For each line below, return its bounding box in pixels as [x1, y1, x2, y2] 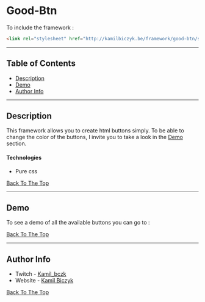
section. [6, 140, 27, 147]
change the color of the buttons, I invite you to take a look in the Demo [6, 134, 183, 141]
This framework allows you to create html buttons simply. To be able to [6, 127, 184, 134]
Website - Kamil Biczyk [15, 277, 74, 284]
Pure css [15, 167, 38, 174]
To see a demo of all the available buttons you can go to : [6, 219, 151, 226]
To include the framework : [6, 24, 74, 31]
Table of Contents [6, 59, 76, 69]
